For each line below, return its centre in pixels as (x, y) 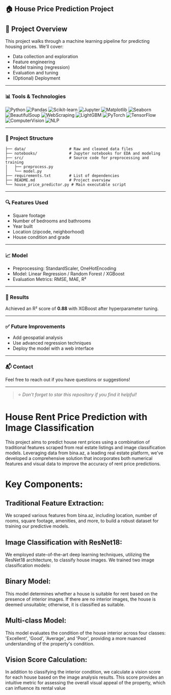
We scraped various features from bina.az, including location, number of (81, 516)
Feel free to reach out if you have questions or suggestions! (68, 380)
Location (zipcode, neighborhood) (49, 232)
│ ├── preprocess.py (29, 167)
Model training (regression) (41, 67)
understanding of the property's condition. (50, 643)
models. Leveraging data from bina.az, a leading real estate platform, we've (84, 453)
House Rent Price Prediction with (76, 417)
